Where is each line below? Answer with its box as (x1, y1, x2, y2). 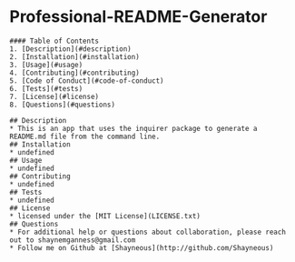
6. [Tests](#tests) (9, 84, 84, 93)
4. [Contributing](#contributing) (9, 68, 141, 77)
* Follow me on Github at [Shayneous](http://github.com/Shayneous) (9, 243, 274, 252)
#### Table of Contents (9, 36, 100, 45)
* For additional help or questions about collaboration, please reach (9, 227, 286, 237)
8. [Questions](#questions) (9, 100, 116, 109)
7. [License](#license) (9, 92, 100, 101)
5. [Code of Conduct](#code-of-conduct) (9, 76, 165, 86)
